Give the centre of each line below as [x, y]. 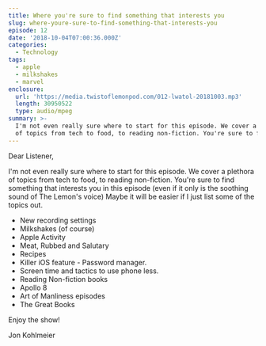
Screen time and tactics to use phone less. [89, 271]
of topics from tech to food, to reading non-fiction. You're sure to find [122, 180]
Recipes [33, 253]
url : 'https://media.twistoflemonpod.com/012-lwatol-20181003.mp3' [129, 97]
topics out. [26, 205]
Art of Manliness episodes [62, 296]
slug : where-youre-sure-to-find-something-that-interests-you [113, 23]
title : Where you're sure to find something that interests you [116, 15]
